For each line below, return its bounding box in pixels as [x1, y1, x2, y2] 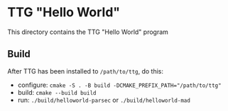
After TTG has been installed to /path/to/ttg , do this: [7, 66, 164, 75]
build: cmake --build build [17, 88, 97, 96]
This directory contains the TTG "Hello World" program [7, 28, 169, 36]
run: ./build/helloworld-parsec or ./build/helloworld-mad [17, 95, 190, 104]
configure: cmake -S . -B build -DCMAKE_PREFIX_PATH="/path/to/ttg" [17, 81, 222, 89]
